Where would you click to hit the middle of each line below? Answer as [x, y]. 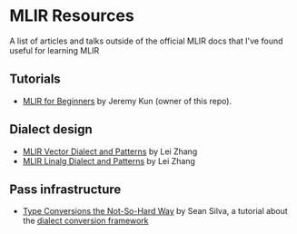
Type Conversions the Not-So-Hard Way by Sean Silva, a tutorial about [155, 211]
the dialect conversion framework [85, 221]
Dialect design [51, 129]
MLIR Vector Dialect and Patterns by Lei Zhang [110, 151]
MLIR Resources [72, 16]
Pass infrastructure [65, 189]
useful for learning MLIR [54, 50]
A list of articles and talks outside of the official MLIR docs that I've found [146, 41]
